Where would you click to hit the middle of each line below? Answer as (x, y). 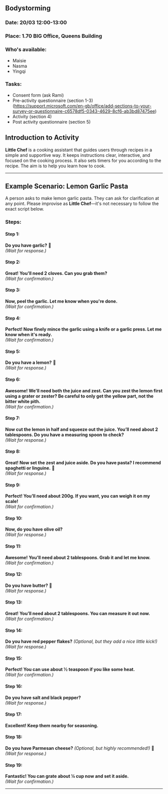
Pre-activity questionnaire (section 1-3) (53, 101)
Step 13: (14, 602)
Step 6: (13, 379)
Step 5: (13, 351)
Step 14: (14, 630)
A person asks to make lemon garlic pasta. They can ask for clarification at (82, 198)
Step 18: (14, 737)
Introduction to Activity (42, 138)
